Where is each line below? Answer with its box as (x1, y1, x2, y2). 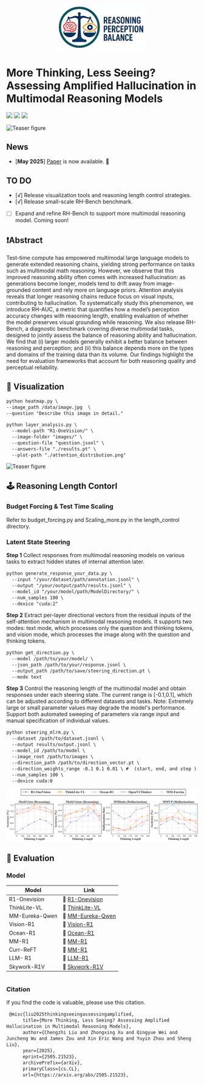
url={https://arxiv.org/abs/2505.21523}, (22, 1072, 129, 1079)
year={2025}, (22, 1048, 56, 1054)
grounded (6, 286, 31, 294)
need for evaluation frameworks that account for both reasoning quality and (6, 357, 196, 365)
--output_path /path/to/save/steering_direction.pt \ (12, 668, 151, 674)
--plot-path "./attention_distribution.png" (12, 452, 126, 458)
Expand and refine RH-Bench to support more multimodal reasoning (15, 210, 186, 217)
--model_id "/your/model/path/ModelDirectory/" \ (12, 588, 140, 595)
